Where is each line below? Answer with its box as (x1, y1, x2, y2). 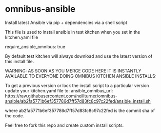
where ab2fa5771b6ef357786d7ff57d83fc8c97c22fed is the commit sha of (5, 108, 155, 113)
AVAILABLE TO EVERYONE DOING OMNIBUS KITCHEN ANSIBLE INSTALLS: (5, 73, 157, 79)
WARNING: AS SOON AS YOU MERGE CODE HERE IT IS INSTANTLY (5, 67, 141, 74)
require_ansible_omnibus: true (5, 44, 66, 49)
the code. (5, 112, 24, 118)
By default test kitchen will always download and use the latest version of (5, 53, 153, 59)
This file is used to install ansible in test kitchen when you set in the (5, 29, 141, 35)
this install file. (5, 58, 34, 64)
